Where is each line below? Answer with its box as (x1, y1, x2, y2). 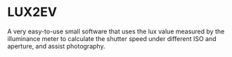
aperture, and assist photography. (7, 42, 105, 50)
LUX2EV (7, 4, 58, 20)
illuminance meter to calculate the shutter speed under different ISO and (7, 34, 217, 42)
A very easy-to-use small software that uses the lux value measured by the (7, 27, 225, 35)
